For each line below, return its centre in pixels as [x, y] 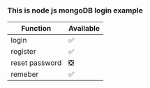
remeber [25, 74]
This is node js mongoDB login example [75, 10]
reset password [36, 63]
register [23, 52]
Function [36, 29]
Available [84, 29]
